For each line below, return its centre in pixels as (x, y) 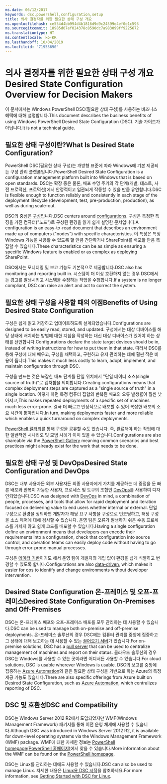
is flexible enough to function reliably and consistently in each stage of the (82, 195)
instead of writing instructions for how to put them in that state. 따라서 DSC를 (83, 348)
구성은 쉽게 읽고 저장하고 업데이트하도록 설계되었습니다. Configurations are (78, 323)
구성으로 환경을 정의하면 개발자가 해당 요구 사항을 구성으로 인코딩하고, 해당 (78, 514)
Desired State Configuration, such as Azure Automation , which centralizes (81, 683)
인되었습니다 (17, 496)
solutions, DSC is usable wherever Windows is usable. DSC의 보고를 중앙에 (81, 665)
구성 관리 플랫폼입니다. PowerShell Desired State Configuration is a (77, 172)
